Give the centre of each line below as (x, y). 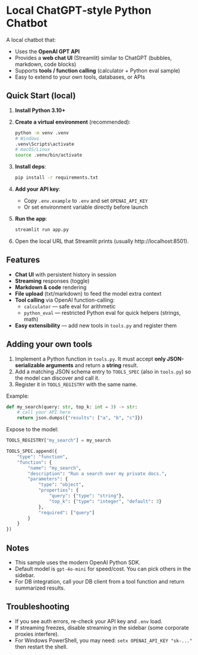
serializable (30, 365)
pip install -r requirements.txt (57, 178)
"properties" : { (58, 490)
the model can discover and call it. (57, 378)
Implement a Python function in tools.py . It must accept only (90, 359)
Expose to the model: (32, 429)
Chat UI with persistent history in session (66, 274)
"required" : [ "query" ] (66, 513)
